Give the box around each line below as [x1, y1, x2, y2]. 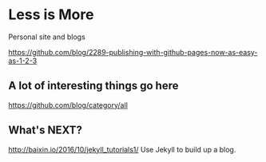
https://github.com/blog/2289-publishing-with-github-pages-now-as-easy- [8, 47, 258, 57]
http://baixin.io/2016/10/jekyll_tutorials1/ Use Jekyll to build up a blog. [8, 144, 236, 154]
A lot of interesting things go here [8, 79, 179, 93]
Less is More [8, 6, 94, 24]
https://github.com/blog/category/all [8, 100, 128, 109]
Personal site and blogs [8, 32, 85, 41]
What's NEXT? [8, 124, 82, 137]
